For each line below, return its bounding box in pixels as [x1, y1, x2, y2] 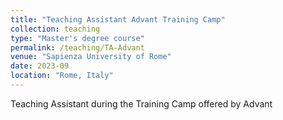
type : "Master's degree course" [10, 33, 145, 43]
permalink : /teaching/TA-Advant [10, 42, 145, 53]
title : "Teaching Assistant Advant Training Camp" [10, 14, 226, 25]
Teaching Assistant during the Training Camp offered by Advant [10, 97, 273, 110]
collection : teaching [10, 24, 101, 34]
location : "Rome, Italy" [10, 71, 114, 81]
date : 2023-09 [10, 61, 70, 71]
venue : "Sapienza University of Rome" [10, 52, 172, 62]
